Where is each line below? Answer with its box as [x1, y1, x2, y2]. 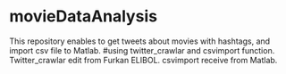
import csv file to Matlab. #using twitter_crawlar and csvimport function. [9, 45, 275, 55]
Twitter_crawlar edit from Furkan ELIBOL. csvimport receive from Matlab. [9, 54, 278, 65]
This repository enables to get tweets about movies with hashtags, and [9, 36, 271, 46]
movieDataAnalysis [9, 6, 158, 27]
